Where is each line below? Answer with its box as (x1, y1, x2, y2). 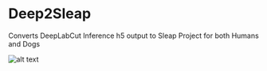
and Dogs (8, 39, 41, 48)
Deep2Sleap (8, 5, 92, 23)
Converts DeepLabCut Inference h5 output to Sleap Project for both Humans (8, 31, 259, 40)
